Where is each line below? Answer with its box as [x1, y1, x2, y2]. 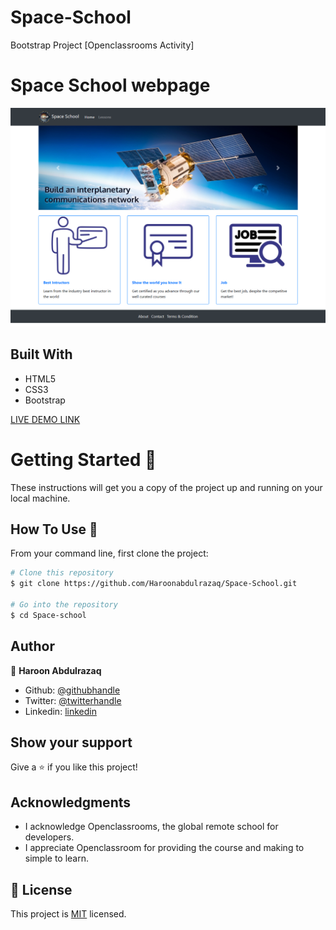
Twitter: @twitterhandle [24, 694, 122, 706]
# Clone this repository [10, 568, 114, 578]
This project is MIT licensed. [10, 908, 127, 920]
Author [10, 638, 55, 655]
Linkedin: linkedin [24, 705, 97, 717]
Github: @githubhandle [24, 684, 121, 696]
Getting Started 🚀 [10, 448, 157, 471]
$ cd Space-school [10, 610, 87, 620]
